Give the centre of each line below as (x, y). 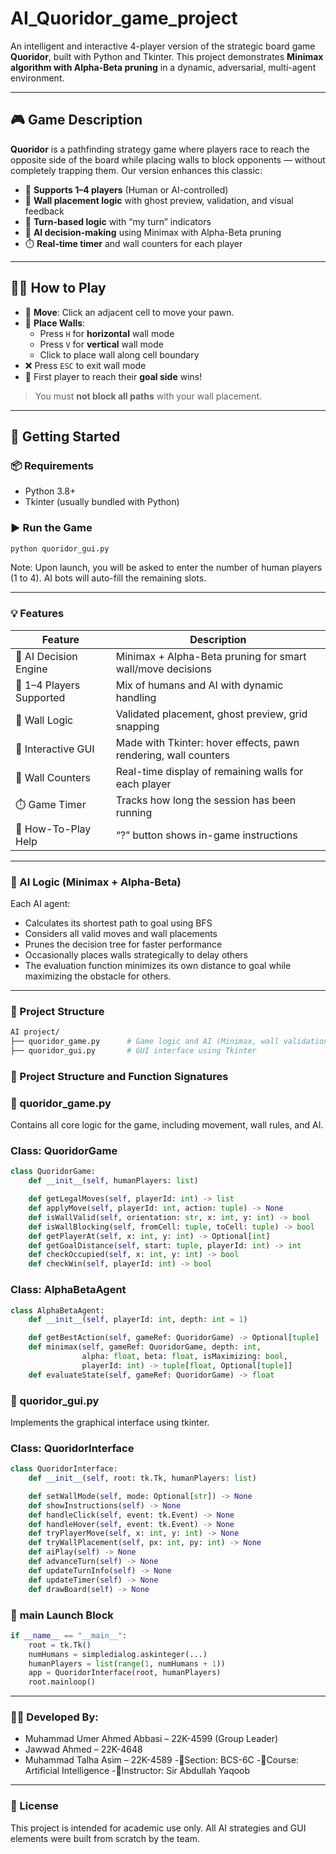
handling (136, 697)
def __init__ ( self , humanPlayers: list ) (113, 1181)
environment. (37, 78)
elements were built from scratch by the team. (105, 1838)
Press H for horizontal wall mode (107, 333)
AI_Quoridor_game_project (124, 18)
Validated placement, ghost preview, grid (211, 714)
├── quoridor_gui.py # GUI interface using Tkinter (133, 1051)
